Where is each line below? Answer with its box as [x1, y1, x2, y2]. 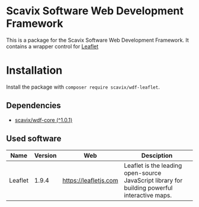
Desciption [141, 151, 173, 159]
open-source [124, 168, 162, 177]
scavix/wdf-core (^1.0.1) [14, 116, 73, 123]
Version [34, 151, 57, 159]
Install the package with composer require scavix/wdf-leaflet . [6, 83, 160, 90]
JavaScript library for [124, 176, 182, 184]
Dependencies [6, 101, 61, 111]
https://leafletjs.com [62, 176, 118, 184]
